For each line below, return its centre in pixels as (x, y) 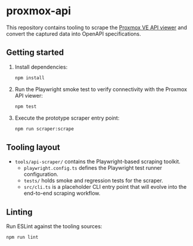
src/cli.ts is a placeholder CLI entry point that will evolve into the (105, 187)
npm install (29, 78)
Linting (19, 212)
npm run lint (22, 237)
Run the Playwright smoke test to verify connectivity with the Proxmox (101, 89)
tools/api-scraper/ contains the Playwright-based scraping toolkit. (97, 161)
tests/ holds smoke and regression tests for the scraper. (94, 180)
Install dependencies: (41, 67)
